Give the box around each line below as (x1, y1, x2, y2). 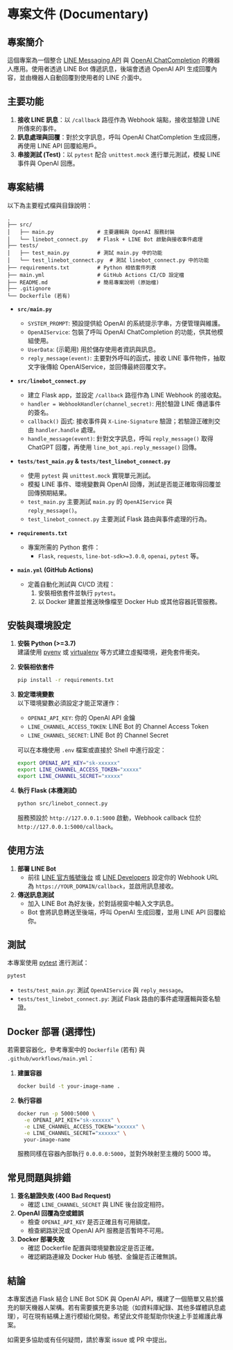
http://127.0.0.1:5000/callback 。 (17, 822, 117, 830)
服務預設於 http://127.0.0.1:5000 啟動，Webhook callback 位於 (17, 813, 202, 822)
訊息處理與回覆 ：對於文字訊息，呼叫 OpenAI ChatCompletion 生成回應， (17, 133, 224, 141)
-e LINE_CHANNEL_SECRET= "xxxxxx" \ (24, 1129, 127, 1136)
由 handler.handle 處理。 (27, 425, 99, 434)
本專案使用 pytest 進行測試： (7, 958, 89, 967)
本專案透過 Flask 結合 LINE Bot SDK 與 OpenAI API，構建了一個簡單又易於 (7, 1295, 218, 1303)
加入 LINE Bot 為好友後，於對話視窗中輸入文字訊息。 (27, 899, 178, 907)
